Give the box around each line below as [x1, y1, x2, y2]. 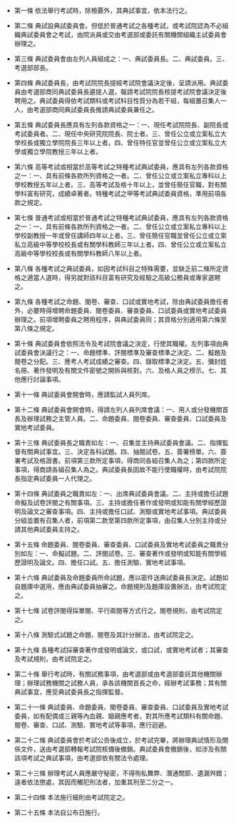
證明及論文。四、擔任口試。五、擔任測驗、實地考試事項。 [20, 558, 190, 567]
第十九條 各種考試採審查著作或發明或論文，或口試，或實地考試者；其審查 [14, 646, 229, 654]
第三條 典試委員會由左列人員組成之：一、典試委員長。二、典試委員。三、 [14, 54, 229, 63]
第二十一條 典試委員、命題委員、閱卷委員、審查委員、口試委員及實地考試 [14, 703, 229, 711]
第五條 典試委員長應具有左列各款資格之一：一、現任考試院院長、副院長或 [14, 121, 229, 129]
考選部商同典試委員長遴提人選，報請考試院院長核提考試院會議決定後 [26, 88, 227, 96]
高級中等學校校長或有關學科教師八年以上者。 [14, 249, 146, 257]
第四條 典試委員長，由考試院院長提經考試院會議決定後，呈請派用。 [14, 79, 210, 87]
